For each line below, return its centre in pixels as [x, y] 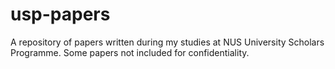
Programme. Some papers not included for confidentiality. [130, 52]
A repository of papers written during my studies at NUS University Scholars [167, 42]
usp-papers [60, 14]
